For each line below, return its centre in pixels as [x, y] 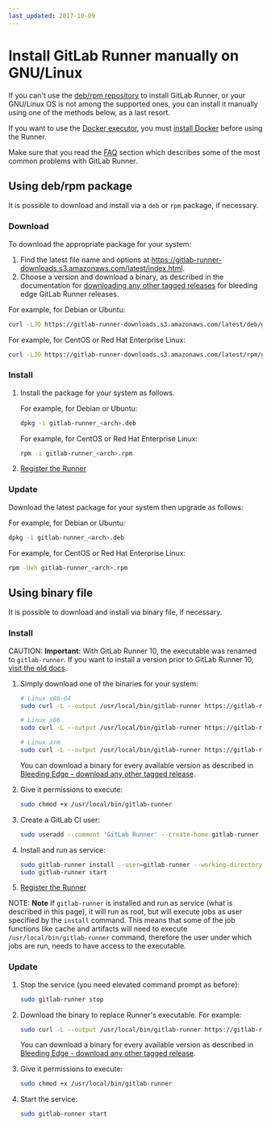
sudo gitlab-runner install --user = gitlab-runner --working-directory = [143, 865]
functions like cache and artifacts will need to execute [98, 929]
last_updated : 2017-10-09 [52, 16]
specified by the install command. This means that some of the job [122, 920]
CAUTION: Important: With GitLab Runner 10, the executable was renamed [132, 651]
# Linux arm [40, 743]
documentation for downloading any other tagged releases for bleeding [139, 285]
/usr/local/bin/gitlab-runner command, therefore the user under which [130, 937]
